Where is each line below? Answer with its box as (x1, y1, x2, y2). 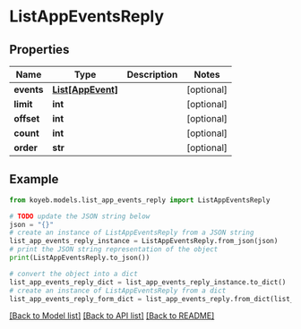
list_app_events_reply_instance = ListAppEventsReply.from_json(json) (9, 237, 279, 246)
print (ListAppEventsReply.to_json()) (9, 253, 150, 263)
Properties (9, 42, 70, 57)
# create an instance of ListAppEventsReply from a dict (9, 286, 227, 295)
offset (13, 113, 40, 124)
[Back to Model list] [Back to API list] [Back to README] (9, 310, 215, 321)
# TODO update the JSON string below (9, 212, 150, 221)
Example (9, 172, 59, 187)
